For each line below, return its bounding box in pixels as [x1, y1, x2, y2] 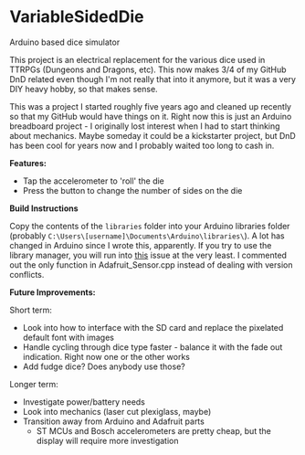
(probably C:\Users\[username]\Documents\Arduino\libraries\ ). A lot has [9, 230, 285, 241]
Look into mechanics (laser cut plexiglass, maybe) [22, 406, 212, 417]
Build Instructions [9, 203, 79, 214]
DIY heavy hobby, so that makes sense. [9, 83, 158, 94]
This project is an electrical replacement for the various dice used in [9, 54, 266, 65]
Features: [9, 157, 47, 168]
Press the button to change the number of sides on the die [22, 185, 243, 196]
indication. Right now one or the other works [22, 351, 190, 362]
